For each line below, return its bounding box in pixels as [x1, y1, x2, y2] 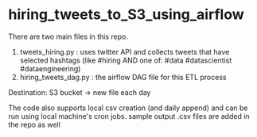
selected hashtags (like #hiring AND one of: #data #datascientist [19, 55, 232, 65]
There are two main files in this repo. [8, 32, 129, 41]
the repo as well [8, 120, 61, 129]
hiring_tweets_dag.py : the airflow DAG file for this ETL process [19, 72, 227, 82]
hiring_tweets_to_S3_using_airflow [8, 6, 244, 24]
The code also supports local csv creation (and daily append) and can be [8, 103, 248, 112]
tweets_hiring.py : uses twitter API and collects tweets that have [19, 47, 230, 56]
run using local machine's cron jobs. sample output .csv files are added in [8, 111, 250, 120]
